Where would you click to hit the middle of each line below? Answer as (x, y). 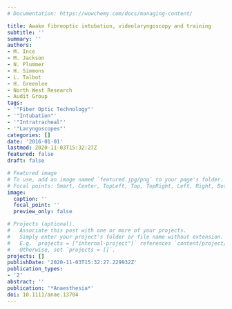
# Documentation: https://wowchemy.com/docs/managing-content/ (100, 13)
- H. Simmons (26, 71)
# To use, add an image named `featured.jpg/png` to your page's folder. (116, 179)
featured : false (30, 154)
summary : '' (24, 39)
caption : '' (31, 199)
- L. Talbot (24, 77)
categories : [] (29, 135)
